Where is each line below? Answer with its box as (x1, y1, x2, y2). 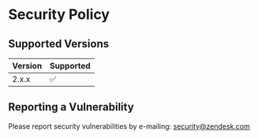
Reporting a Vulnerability (8, 100, 134, 114)
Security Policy (8, 6, 110, 24)
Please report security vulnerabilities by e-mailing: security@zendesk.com (8, 121, 250, 131)
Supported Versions (8, 37, 109, 51)
